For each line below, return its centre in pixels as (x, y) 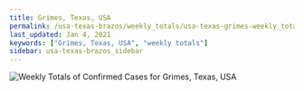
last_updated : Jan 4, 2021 (60, 34)
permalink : (30, 26)
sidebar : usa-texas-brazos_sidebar (76, 51)
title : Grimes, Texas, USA (60, 18)
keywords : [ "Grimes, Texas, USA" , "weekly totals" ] (109, 43)
